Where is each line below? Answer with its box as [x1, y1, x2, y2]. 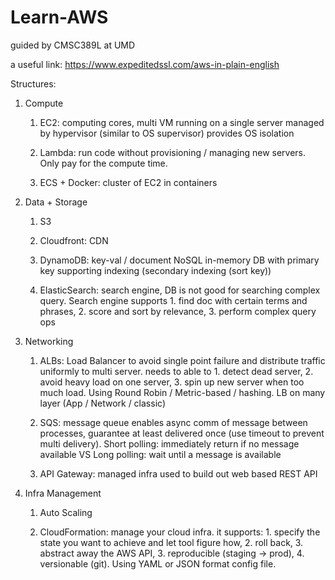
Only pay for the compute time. [39, 157, 168, 169]
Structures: [10, 77, 57, 90]
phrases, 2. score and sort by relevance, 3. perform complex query [39, 305, 317, 317]
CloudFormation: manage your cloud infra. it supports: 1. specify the [39, 526, 321, 538]
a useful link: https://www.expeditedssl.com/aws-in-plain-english [10, 58, 280, 70]
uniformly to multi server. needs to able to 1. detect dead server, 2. [39, 365, 314, 377]
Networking [24, 335, 74, 347]
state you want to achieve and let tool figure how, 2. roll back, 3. [39, 536, 304, 548]
